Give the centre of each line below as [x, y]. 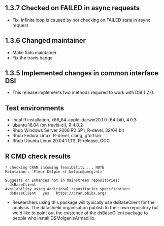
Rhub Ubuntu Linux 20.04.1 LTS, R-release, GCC [61, 141]
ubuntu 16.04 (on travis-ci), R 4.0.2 [48, 125]
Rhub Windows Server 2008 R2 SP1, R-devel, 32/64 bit [68, 130]
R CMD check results [38, 156]
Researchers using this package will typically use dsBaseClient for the [83, 202]
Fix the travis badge [32, 57]
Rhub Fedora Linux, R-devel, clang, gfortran [57, 136]
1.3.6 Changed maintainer [46, 41]
